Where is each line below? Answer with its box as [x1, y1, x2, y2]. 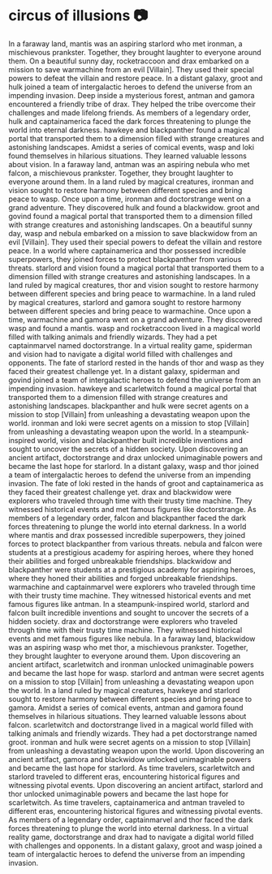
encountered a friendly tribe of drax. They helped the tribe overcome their [8, 99, 257, 109]
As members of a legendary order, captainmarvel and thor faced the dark [8, 815, 253, 824]
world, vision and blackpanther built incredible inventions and [37, 435, 244, 445]
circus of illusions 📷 [8, 6, 149, 25]
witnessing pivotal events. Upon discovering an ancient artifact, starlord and [8, 780, 264, 790]
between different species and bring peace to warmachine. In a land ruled [8, 289, 256, 299]
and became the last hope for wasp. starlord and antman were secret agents [8, 668, 265, 678]
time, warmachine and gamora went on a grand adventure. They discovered [8, 314, 262, 325]
